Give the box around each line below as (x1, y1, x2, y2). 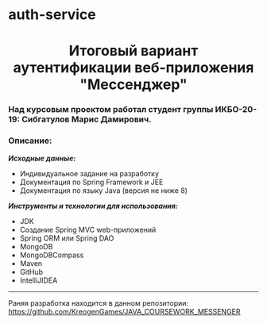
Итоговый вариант (68, 42, 199, 60)
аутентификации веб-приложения (13, 59, 254, 77)
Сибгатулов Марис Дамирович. (21, 114, 153, 125)
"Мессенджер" (79, 75, 188, 94)
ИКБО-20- (215, 104, 257, 115)
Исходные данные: (8, 153, 76, 163)
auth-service (8, 6, 97, 24)
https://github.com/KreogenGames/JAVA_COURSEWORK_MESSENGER (8, 307, 241, 316)
